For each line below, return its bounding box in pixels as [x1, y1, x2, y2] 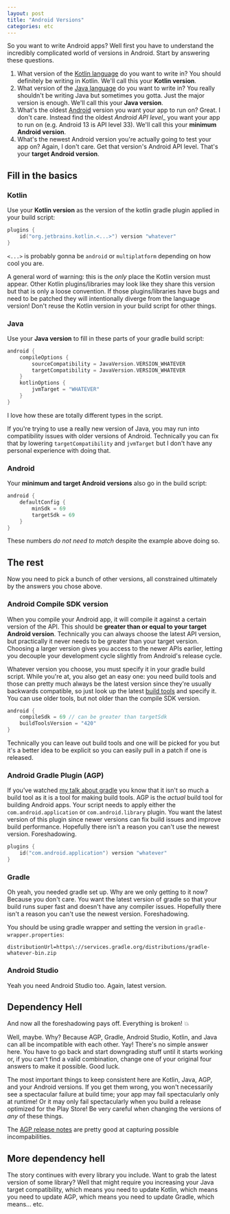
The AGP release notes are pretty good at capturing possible [7, 1125, 179, 1134]
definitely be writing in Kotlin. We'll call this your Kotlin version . [16, 77, 197, 85]
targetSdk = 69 [32, 511, 76, 519]
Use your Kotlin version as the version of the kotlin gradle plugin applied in [7, 206, 220, 214]
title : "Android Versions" [7, 16, 84, 23]
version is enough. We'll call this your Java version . [16, 99, 163, 107]
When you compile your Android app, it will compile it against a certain [7, 615, 207, 623]
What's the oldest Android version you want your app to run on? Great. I [16, 106, 221, 114]
